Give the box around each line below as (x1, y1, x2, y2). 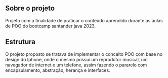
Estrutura (5, 37, 36, 46)
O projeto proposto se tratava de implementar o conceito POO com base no (5, 51, 163, 57)
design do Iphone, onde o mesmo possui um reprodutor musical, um (5, 56, 148, 62)
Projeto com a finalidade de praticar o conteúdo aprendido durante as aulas (5, 17, 163, 23)
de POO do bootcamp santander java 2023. (5, 23, 96, 29)
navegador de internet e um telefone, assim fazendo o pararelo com (5, 62, 147, 68)
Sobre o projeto (5, 4, 55, 13)
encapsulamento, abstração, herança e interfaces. (5, 67, 110, 73)
